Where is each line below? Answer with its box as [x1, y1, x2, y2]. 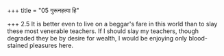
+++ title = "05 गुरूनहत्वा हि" [7, 7, 80, 14]
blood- [188, 34, 208, 42]
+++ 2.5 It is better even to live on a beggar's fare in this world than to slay [7, 20, 218, 28]
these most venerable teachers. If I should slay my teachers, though [7, 27, 199, 35]
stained [7, 41, 29, 49]
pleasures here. [29, 41, 74, 49]
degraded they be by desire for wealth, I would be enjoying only [7, 34, 187, 42]
